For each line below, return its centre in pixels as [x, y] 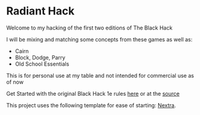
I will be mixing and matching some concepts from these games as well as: [99, 39]
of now [15, 82]
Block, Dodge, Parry [40, 57]
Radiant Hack [40, 11]
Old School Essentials [42, 64]
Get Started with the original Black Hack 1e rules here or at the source [93, 93]
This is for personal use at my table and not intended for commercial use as [100, 75]
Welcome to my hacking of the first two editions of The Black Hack [89, 28]
